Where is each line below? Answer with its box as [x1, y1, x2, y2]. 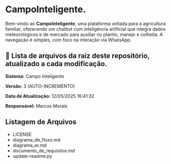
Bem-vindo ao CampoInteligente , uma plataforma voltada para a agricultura [5, 20, 166, 27]
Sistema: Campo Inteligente [5, 73, 64, 79]
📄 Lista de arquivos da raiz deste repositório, [5, 52, 150, 60]
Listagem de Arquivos [5, 118, 77, 126]
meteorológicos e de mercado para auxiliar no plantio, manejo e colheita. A [5, 31, 163, 37]
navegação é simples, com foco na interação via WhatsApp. [5, 37, 132, 43]
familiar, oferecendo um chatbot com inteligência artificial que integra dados [5, 26, 166, 32]
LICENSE [12, 131, 32, 137]
